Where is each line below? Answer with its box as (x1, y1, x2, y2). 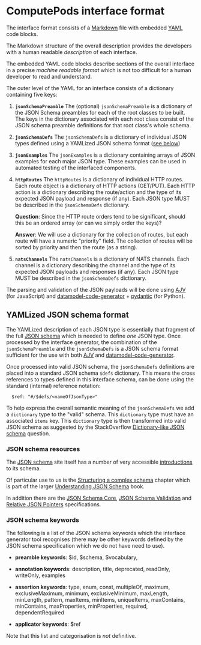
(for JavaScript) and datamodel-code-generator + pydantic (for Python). (6, 292, 185, 300)
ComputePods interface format (6, 4, 165, 18)
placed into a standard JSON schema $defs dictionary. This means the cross (6, 369, 196, 377)
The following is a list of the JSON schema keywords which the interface (6, 530, 186, 537)
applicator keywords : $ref (14, 620, 81, 628)
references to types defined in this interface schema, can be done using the (6, 375, 194, 383)
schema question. (6, 429, 50, 437)
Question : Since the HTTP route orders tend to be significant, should (14, 213, 186, 220)
